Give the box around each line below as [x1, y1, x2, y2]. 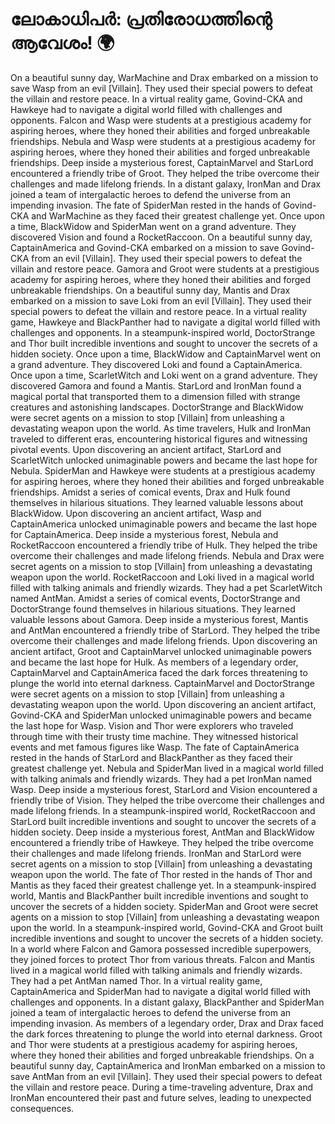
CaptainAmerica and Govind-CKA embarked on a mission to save [10, 241, 280, 253]
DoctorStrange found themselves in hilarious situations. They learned [10, 603, 296, 615]
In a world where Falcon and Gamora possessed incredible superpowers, [10, 943, 312, 955]
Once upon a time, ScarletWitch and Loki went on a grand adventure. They [10, 369, 318, 381]
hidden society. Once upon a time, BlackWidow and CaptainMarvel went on [10, 348, 322, 360]
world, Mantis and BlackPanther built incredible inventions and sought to [10, 889, 309, 902]
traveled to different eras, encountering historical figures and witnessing [10, 433, 308, 445]
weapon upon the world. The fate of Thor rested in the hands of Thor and [10, 868, 313, 880]
